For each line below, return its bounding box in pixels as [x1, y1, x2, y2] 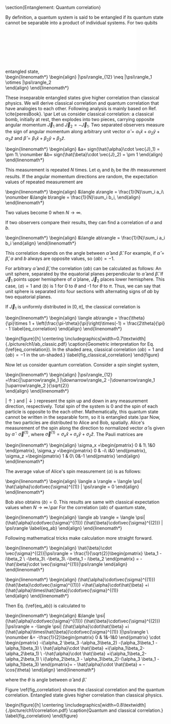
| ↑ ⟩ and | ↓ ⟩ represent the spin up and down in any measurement [5, 398, 148, 404]
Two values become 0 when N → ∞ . [5, 209, 82, 216]
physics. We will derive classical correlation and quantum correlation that [5, 100, 159, 106]
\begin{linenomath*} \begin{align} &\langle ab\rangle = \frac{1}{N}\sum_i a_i [5, 235, 165, 241]
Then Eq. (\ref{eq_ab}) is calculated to [5, 602, 86, 609]
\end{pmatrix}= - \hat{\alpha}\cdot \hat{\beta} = [40, 661, 142, 668]
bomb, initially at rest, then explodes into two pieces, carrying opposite [5, 116, 155, 122]
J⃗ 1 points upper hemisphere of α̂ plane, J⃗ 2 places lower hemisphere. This [5, 276, 165, 283]
